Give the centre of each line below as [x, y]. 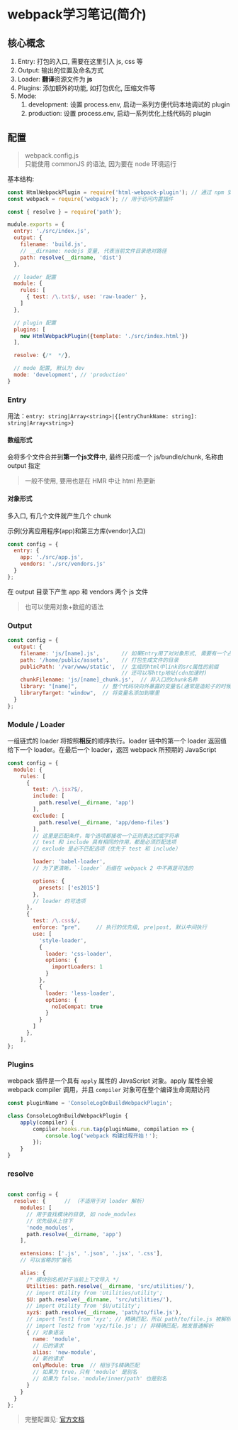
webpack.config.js [52, 155]
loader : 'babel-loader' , [69, 862]
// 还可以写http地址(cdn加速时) [164, 673]
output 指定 [24, 466]
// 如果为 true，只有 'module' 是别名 [85, 1372]
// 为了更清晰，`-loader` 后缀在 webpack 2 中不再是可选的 [113, 868]
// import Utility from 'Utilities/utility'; [94, 1293]
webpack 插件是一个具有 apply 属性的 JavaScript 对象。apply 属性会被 [110, 1081]
